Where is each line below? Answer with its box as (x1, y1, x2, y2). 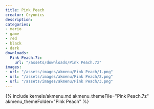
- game (5, 31, 19, 36)
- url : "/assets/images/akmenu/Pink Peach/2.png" (5, 74, 114, 79)
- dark (5, 46, 19, 51)
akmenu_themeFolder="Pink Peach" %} (5, 98, 89, 104)
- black (5, 41, 22, 46)
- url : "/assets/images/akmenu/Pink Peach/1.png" (5, 70, 114, 75)
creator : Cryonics (5, 12, 45, 17)
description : (5, 17, 33, 22)
